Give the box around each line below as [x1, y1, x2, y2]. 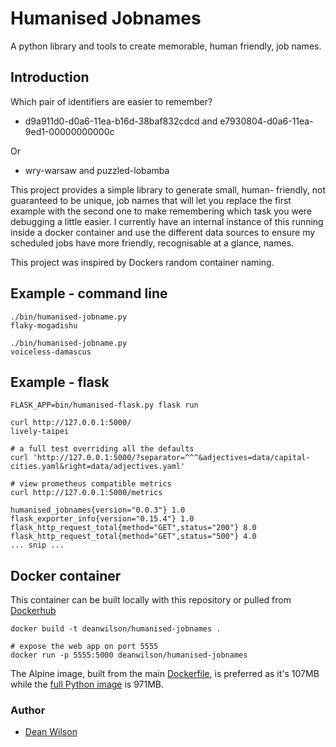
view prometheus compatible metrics [19, 479, 172, 489]
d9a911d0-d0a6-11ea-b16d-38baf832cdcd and [24, 115, 218, 127]
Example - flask [10, 373, 110, 391]
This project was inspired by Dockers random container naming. [10, 256, 275, 268]
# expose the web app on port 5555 [10, 642, 159, 652]
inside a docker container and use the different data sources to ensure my [10, 226, 316, 238]
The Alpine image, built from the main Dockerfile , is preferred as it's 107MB [10, 668, 320, 680]
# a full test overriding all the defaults [10, 444, 195, 454]
